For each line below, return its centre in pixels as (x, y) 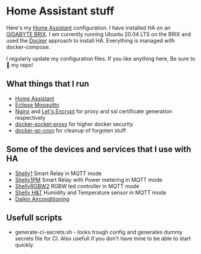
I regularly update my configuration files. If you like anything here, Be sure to (101, 58)
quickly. (25, 245)
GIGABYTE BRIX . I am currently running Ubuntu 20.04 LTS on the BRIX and (98, 34)
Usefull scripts (34, 218)
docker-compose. (28, 47)
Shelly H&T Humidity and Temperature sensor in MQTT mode (91, 192)
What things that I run (48, 84)
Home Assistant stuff (60, 11)
